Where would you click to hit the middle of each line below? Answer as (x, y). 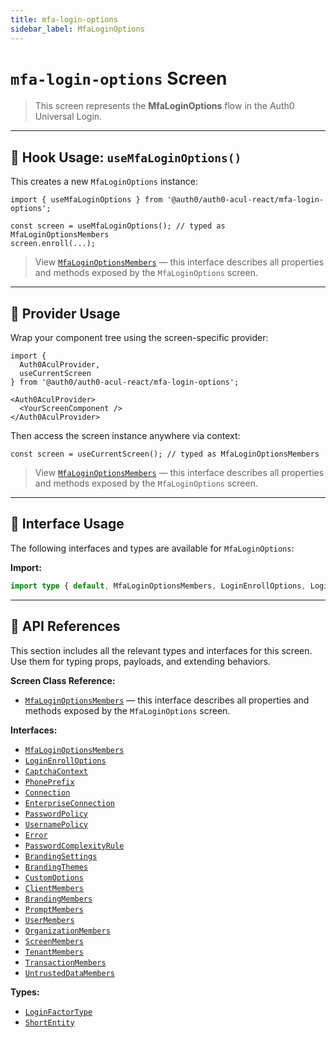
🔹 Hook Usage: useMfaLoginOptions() (126, 157)
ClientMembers (54, 888)
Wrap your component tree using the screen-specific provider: (139, 338)
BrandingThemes (56, 867)
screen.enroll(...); (53, 244)
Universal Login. (68, 117)
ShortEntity (49, 1022)
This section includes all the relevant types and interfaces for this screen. (161, 650)
